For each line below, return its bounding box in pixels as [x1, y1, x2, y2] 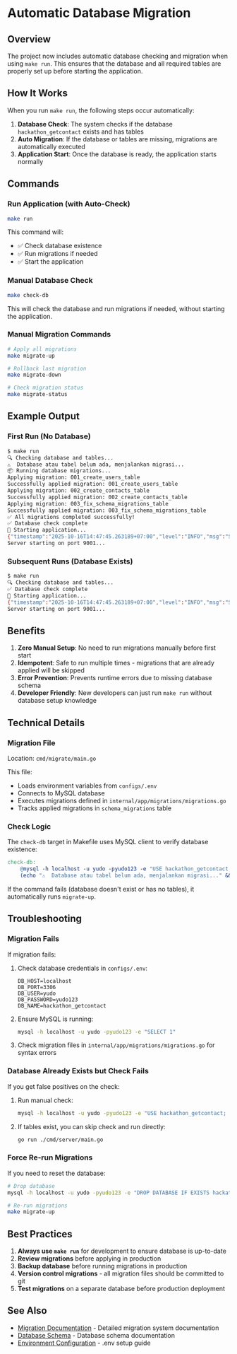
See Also [7, 1305, 47, 1317]
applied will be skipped [17, 666, 85, 675]
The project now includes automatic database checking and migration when [7, 52, 228, 60]
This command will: [7, 228, 64, 236]
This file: [7, 767, 33, 776]
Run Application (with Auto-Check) [7, 199, 130, 209]
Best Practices [7, 1228, 73, 1240]
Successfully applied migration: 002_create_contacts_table [7, 494, 188, 501]
